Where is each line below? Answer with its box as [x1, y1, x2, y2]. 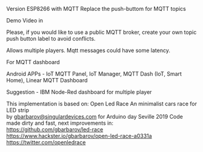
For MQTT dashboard [6, 59, 60, 65]
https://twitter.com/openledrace [6, 139, 86, 146]
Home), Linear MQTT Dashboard [6, 77, 88, 84]
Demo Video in [6, 17, 44, 24]
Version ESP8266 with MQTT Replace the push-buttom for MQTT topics [6, 5, 186, 12]
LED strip [6, 107, 29, 114]
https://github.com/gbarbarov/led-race [6, 126, 104, 133]
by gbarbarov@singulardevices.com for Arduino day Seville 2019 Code [6, 113, 183, 120]
